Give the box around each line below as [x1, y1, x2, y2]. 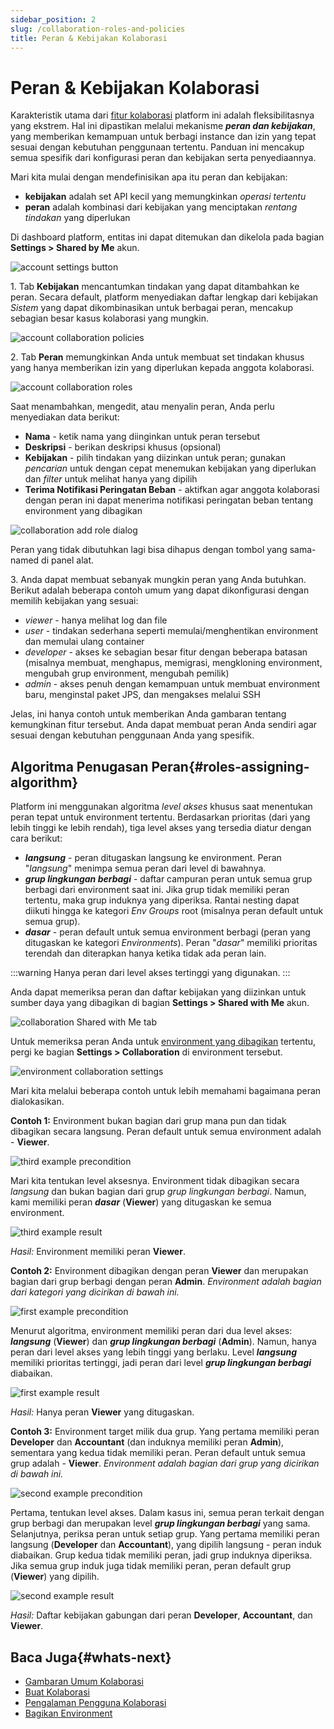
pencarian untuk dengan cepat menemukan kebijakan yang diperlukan [24, 462, 317, 475]
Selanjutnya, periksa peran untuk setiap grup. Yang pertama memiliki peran [10, 1528, 320, 1540]
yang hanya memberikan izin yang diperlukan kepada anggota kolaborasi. [10, 362, 315, 374]
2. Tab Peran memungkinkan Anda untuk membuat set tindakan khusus [10, 351, 305, 363]
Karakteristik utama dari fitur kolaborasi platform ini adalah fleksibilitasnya [10, 109, 315, 121]
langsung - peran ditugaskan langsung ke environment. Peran [24, 852, 282, 864]
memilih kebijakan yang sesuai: [10, 595, 139, 607]
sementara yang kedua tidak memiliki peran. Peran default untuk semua [10, 1447, 306, 1459]
